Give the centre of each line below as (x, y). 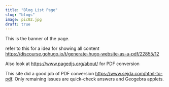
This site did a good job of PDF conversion (50, 74)
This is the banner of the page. (38, 39)
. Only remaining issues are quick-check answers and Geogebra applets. (88, 79)
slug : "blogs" (20, 15)
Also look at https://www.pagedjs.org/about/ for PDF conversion (72, 64)
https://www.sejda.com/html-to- (129, 74)
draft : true (18, 24)
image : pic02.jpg (24, 19)
